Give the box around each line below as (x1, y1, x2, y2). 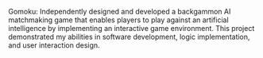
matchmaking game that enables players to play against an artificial (8, 15, 229, 25)
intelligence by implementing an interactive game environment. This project (8, 24, 255, 33)
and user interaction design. (8, 41, 101, 50)
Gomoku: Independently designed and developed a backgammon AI (8, 7, 231, 16)
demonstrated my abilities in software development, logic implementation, (8, 32, 250, 41)
